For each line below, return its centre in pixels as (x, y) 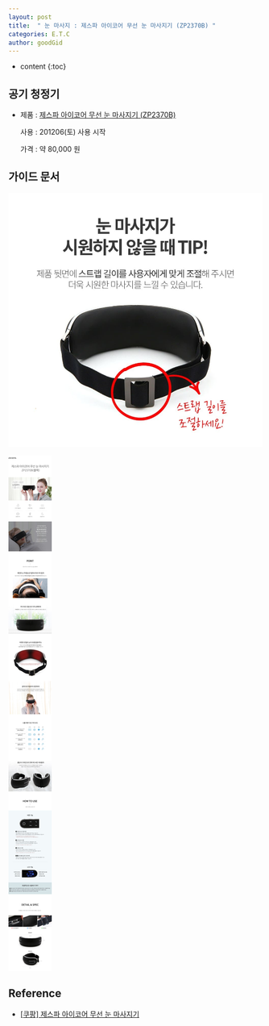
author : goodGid (35, 43)
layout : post (30, 17)
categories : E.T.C (39, 34)
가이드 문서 (34, 177)
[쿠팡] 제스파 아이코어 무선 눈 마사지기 (79, 1014)
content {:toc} (43, 67)
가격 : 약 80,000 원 (50, 149)
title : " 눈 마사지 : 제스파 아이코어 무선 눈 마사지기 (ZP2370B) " (112, 25)
